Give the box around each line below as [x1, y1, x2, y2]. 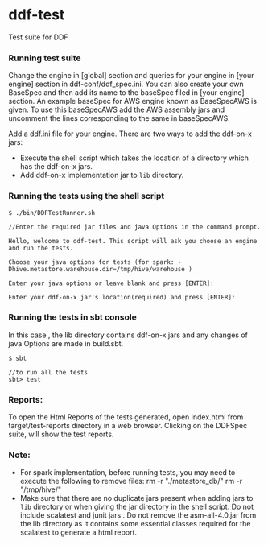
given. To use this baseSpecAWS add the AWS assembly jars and [8, 105, 225, 114]
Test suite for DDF [8, 32, 68, 42]
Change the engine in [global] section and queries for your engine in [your [8, 71, 254, 81]
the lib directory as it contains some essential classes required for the [19, 519, 251, 529]
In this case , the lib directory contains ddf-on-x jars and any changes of [8, 330, 248, 340]
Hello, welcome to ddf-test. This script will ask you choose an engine [8, 237, 258, 245]
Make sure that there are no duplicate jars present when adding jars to [19, 493, 254, 503]
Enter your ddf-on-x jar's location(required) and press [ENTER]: [8, 293, 236, 301]
